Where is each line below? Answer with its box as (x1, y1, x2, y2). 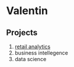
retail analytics (14, 43, 51, 50)
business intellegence (14, 49, 68, 56)
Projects (6, 28, 38, 38)
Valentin (6, 4, 49, 18)
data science (14, 56, 47, 62)
